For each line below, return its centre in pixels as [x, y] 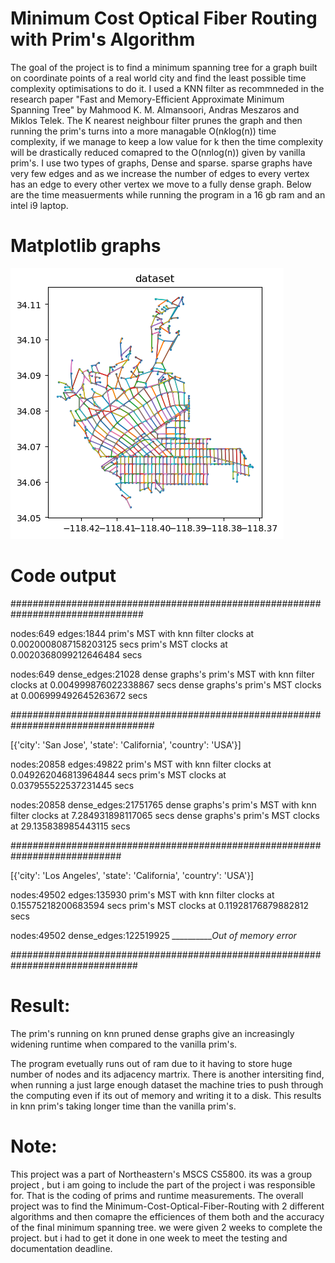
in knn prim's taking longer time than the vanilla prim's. [123, 1106]
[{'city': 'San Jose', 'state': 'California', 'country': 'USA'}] [126, 744]
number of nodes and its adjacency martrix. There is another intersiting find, [167, 1074]
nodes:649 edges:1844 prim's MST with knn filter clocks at [132, 633]
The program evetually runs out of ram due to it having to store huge [151, 1063]
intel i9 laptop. [39, 205]
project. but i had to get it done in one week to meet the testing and [149, 1238]
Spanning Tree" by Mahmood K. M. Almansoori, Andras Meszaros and [155, 109]
